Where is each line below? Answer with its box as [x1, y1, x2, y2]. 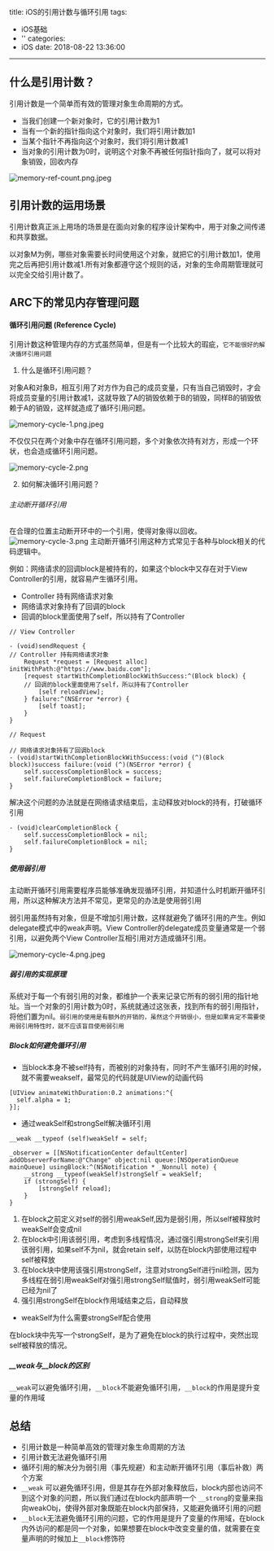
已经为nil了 [20, 1286, 58, 1295]
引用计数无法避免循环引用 [20, 1452, 107, 1462]
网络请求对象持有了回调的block [20, 602, 125, 611]
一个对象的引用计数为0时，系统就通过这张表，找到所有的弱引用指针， [30, 1001, 263, 1011]
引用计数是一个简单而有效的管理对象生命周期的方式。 [9, 99, 188, 108]
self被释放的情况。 [9, 1340, 72, 1350]
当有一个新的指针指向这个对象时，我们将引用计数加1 [20, 125, 196, 136]
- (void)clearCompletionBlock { [9, 824, 119, 832]
